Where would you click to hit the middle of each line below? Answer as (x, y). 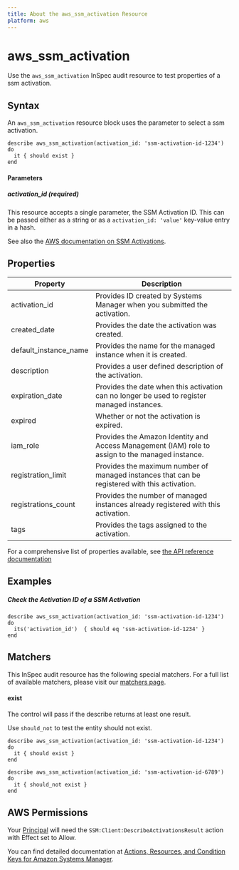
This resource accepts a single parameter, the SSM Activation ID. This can (116, 212)
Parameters (25, 178)
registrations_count (43, 504)
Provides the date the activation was (156, 325)
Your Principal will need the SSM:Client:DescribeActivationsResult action (116, 830)
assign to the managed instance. (150, 454)
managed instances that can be (148, 475)
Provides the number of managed (152, 495)
